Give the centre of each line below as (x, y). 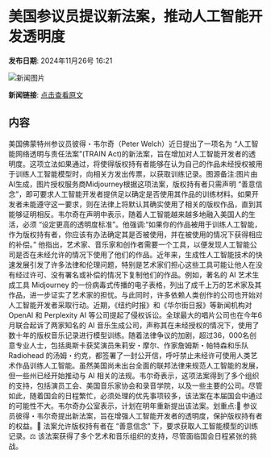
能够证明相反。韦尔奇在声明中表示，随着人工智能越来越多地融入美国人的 (128, 214)
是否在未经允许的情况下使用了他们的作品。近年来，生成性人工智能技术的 (135, 254)
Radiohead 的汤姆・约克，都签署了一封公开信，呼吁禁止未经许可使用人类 (130, 355)
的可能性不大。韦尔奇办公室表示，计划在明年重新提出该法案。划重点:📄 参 (129, 406)
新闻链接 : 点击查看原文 (46, 94)
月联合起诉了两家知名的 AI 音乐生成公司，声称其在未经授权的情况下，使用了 (134, 325)
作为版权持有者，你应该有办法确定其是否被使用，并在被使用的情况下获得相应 (135, 234)
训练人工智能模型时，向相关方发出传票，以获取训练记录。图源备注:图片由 (136, 173)
